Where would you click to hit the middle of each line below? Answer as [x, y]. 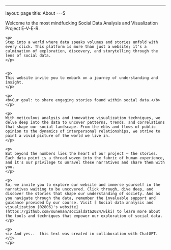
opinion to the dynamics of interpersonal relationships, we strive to [83, 131]
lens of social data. [28, 55]
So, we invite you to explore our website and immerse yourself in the [83, 185]
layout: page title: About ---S [35, 13]
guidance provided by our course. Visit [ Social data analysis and [79, 203]
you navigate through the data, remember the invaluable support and [81, 198]
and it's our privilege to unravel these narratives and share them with [85, 162]
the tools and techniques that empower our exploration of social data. [84, 216]
